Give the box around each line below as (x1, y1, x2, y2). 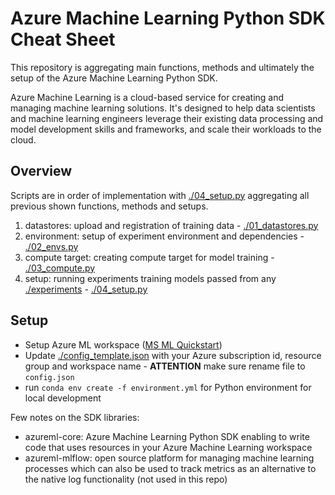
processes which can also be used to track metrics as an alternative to (24, 462, 317, 474)
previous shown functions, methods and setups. (10, 200, 209, 212)
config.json (24, 372, 75, 382)
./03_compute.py (24, 262, 96, 274)
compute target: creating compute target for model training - (24, 251, 275, 263)
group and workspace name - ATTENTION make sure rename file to (24, 360, 306, 372)
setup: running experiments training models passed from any (24, 272, 277, 284)
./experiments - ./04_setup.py (24, 283, 148, 295)
